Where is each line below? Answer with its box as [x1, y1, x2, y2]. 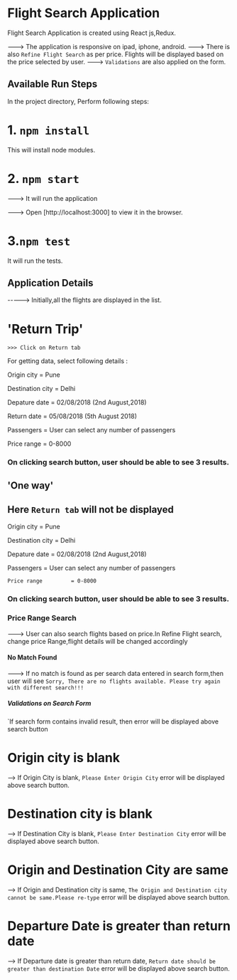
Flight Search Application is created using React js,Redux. [7, 28, 176, 37]
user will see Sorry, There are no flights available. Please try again [7, 677, 221, 685]
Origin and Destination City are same [7, 862, 229, 877]
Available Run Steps [7, 78, 98, 90]
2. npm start [7, 170, 79, 187]
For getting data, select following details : [7, 357, 128, 365]
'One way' [7, 479, 54, 491]
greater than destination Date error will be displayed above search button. [7, 964, 230, 973]
